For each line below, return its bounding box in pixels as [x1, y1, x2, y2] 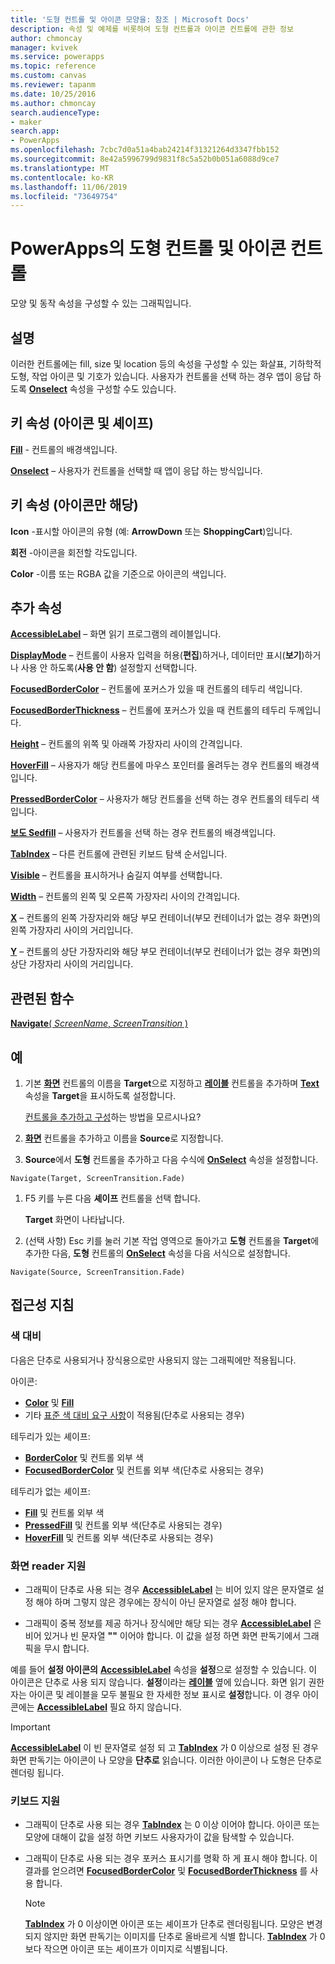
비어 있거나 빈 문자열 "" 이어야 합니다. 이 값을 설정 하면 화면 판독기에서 [24, 1630, 302, 1642]
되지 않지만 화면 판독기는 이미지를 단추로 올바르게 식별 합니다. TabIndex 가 [24, 1931, 318, 1943]
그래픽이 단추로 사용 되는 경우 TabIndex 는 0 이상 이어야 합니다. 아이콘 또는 [24, 1819, 320, 1831]
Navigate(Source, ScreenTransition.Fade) [10, 1267, 186, 1278]
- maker [10, 117, 43, 127]
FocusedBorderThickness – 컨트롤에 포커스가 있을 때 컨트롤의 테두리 [10, 704, 287, 716]
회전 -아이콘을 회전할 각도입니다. [10, 546, 138, 558]
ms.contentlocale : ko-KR [10, 172, 114, 183]
